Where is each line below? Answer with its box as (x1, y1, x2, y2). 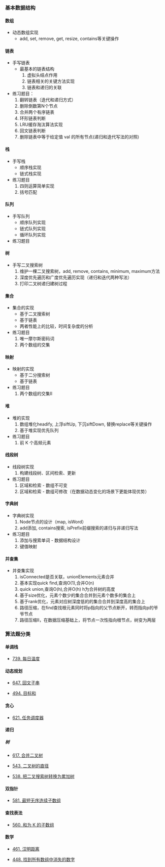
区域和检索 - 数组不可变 (19, 482, 67, 488)
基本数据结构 (5, 4, 36, 11)
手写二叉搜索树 (12, 262, 43, 268)
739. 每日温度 (12, 656, 40, 662)
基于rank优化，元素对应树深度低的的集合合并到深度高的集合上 (19, 599, 145, 605)
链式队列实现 (19, 225, 46, 231)
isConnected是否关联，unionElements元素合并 (19, 574, 114, 580)
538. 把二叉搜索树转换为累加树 (12, 774, 75, 780)
